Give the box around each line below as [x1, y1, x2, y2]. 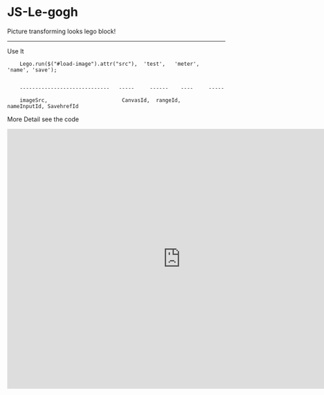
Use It [7, 46, 24, 55]
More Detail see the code [7, 115, 80, 123]
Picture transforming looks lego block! [7, 27, 116, 35]
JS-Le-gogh [7, 4, 78, 20]
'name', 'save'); [7, 67, 57, 73]
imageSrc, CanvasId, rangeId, [19, 96, 181, 104]
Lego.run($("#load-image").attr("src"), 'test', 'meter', [19, 60, 199, 67]
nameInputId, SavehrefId [7, 103, 79, 109]
